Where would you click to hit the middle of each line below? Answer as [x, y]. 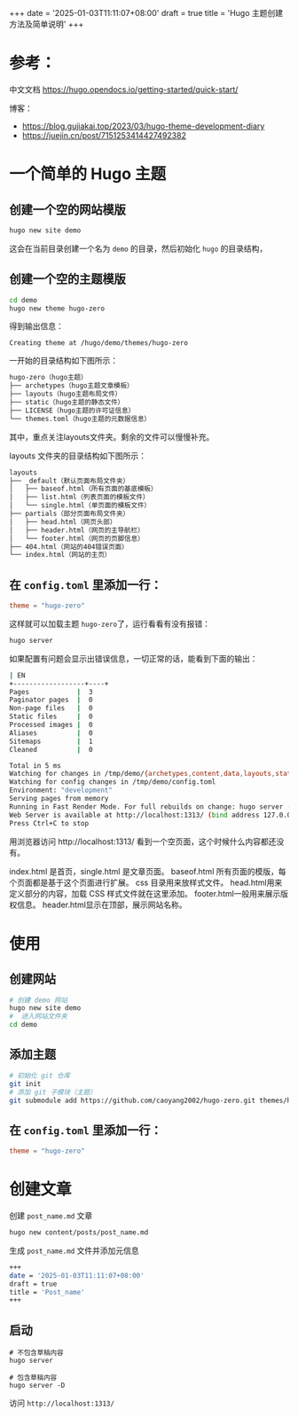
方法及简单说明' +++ [47, 24]
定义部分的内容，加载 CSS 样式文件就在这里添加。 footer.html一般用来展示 [145, 893]
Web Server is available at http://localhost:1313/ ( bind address [134, 815]
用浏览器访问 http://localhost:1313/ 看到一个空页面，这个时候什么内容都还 [143, 842]
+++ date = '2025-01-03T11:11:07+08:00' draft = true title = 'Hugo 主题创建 [146, 13]
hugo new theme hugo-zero [57, 309]
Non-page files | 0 [51, 708]
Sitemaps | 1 [51, 741]
